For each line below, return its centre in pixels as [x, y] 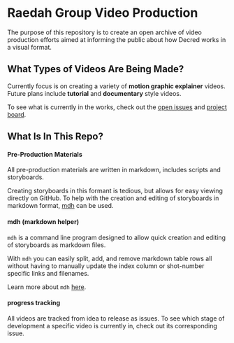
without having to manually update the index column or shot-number [106, 266]
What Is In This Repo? [55, 137]
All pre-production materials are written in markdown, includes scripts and [114, 170]
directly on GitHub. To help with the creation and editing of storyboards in [113, 198]
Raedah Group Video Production [103, 13]
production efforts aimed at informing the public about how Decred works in [117, 39]
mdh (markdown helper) [43, 221]
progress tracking [34, 303]
